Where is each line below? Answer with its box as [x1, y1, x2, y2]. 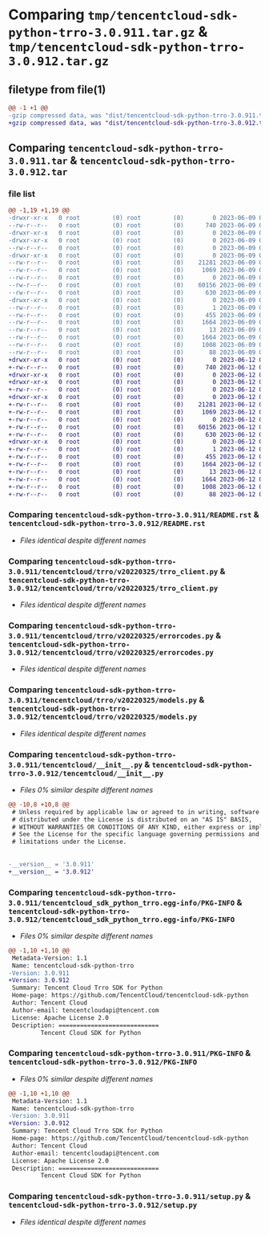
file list [8, 188, 36, 199]
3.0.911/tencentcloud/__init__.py [8, 760, 143, 769]
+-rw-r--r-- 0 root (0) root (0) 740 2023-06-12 [8, 363, 256, 371]
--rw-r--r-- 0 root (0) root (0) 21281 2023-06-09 [8, 259, 256, 267]
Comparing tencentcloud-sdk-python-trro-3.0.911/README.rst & [8, 509, 259, 520]
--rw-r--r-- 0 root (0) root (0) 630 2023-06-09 [8, 288, 256, 296]
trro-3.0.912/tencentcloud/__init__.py [8, 768, 164, 778]
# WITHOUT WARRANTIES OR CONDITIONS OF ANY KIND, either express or [11, 823, 246, 831]
